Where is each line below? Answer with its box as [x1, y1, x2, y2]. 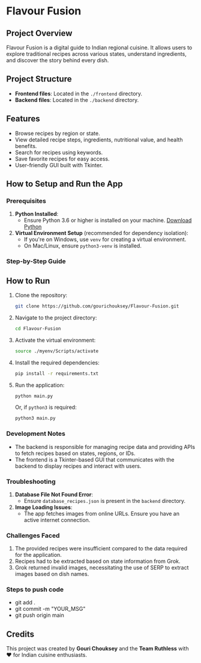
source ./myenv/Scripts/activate [14, 348, 99, 354]
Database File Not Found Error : [14, 490, 94, 498]
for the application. [14, 552, 62, 559]
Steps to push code [6, 586, 64, 594]
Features [6, 114, 40, 124]
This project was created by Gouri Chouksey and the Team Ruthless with [6, 645, 189, 652]
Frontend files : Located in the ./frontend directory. [14, 90, 143, 97]
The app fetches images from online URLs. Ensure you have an [23, 510, 180, 517]
